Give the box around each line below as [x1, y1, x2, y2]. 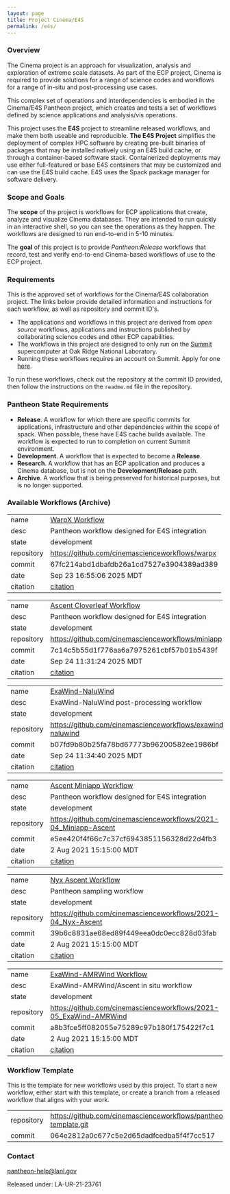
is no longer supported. [16, 481, 84, 489]
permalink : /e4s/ [7, 23, 57, 30]
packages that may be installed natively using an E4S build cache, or [7, 145, 201, 154]
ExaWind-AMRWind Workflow [50, 969, 148, 979]
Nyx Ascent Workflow [50, 875, 120, 885]
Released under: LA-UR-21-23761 [7, 1180, 101, 1189]
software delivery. [7, 175, 58, 183]
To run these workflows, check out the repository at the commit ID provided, [7, 375, 222, 384]
